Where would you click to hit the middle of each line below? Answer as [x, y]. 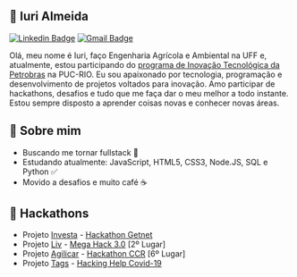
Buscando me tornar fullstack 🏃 [80, 152]
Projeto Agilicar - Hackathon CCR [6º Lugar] [104, 254]
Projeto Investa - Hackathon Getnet [87, 235]
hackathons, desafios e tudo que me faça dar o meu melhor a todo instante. [149, 93]
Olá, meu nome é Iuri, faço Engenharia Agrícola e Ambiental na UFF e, [138, 55]
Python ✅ [40, 172]
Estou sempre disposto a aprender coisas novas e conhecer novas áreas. [144, 103]
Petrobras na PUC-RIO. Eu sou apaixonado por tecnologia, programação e [146, 74]
